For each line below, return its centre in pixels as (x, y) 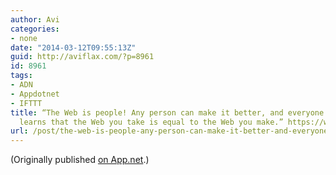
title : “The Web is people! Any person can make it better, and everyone (167, 112)
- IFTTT (26, 103)
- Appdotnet (35, 94)
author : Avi (35, 19)
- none (24, 38)
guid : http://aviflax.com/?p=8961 (82, 57)
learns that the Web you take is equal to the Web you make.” (151, 122)
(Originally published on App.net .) (80, 160)
